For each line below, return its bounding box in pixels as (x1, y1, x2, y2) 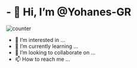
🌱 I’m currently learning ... (14, 43, 79, 50)
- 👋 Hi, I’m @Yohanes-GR (6, 5, 132, 19)
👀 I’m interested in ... (14, 36, 66, 43)
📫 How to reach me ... (14, 56, 70, 63)
